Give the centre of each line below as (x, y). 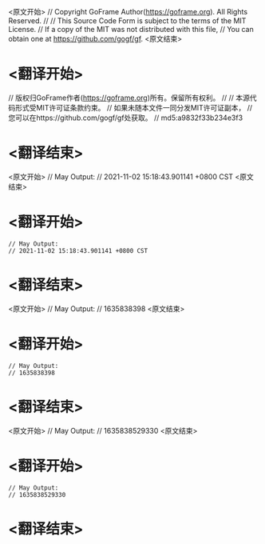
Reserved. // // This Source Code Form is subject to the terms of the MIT (127, 21)
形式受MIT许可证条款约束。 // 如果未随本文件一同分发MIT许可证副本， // (134, 107)
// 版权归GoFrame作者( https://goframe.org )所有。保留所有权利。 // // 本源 (129, 98)
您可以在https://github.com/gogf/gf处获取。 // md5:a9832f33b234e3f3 (126, 118)
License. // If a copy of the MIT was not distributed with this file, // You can (131, 29)
